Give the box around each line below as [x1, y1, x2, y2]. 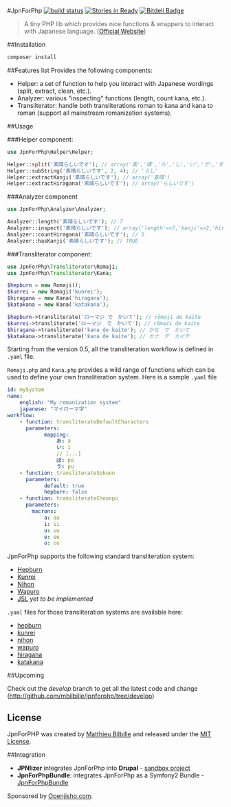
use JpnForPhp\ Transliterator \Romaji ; [7, 263, 118, 270]
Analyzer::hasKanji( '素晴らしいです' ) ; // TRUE [7, 237, 139, 244]
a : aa [43, 514, 60, 521]
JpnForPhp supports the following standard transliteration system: [7, 552, 195, 560]
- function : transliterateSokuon [19, 469, 115, 476]
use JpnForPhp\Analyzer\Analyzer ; [7, 206, 107, 213]
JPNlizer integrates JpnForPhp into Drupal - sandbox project [16, 764, 190, 773]
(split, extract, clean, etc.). [16, 87, 91, 95]
